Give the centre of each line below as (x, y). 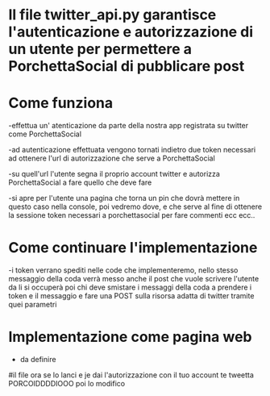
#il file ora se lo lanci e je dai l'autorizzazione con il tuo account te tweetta (131, 375)
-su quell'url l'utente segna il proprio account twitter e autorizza (114, 174)
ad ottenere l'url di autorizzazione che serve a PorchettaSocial (112, 158)
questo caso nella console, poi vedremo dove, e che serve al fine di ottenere (135, 206)
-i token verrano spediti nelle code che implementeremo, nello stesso (123, 270)
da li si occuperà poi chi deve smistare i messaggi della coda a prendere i (130, 287)
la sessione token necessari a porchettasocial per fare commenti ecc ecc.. (132, 215)
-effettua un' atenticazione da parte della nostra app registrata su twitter (129, 126)
